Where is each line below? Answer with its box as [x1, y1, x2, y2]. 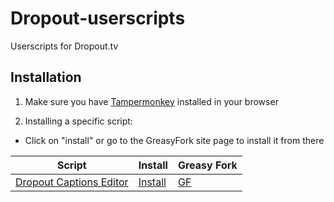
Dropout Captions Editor [15, 175, 129, 189]
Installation [10, 69, 82, 86]
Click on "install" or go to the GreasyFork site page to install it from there [24, 134, 325, 146]
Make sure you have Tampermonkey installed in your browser [24, 95, 279, 107]
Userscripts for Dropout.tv [10, 40, 119, 52]
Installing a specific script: [24, 115, 133, 127]
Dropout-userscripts [10, 7, 186, 30]
